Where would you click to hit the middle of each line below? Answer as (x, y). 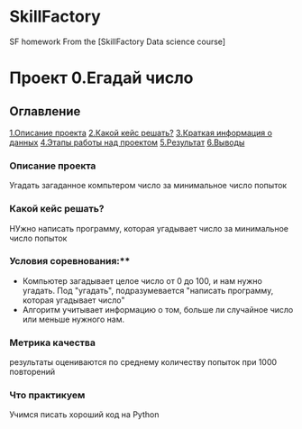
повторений (32, 372)
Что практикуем (47, 396)
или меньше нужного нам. (73, 319)
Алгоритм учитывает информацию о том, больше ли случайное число (158, 309)
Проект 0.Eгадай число (101, 78)
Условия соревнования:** (70, 261)
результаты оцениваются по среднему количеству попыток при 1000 (143, 362)
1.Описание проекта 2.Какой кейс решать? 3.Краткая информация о (141, 132)
